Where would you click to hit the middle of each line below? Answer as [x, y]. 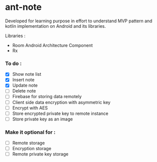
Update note [25, 85]
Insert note [23, 80]
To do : [14, 63]
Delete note [24, 91]
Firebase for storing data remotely [47, 97]
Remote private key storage [40, 154]
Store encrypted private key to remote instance [60, 113]
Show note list [27, 74]
